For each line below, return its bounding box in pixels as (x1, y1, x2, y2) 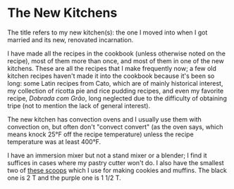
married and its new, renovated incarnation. (7, 35, 134, 44)
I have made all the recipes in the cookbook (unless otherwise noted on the (7, 49, 226, 58)
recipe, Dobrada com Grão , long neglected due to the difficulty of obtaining (7, 93, 227, 103)
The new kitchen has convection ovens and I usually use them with (7, 115, 202, 124)
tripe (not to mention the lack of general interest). (7, 101, 150, 110)
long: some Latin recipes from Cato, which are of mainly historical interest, (7, 79, 223, 87)
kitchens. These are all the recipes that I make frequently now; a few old (7, 64, 217, 72)
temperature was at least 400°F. (7, 137, 101, 145)
